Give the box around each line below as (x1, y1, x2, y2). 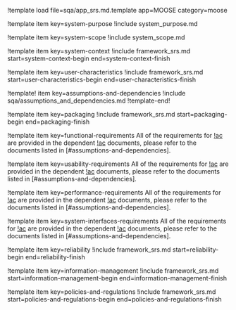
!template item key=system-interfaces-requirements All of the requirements (7, 217, 227, 225)
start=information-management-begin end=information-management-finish (7, 274, 228, 282)
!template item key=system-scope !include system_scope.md (7, 33, 185, 41)
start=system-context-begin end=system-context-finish (7, 54, 170, 63)
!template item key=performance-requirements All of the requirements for (7, 188, 221, 196)
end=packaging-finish (25, 117, 90, 126)
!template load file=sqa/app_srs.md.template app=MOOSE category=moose (7, 6, 228, 14)
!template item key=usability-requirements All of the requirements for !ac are (7, 160, 229, 168)
